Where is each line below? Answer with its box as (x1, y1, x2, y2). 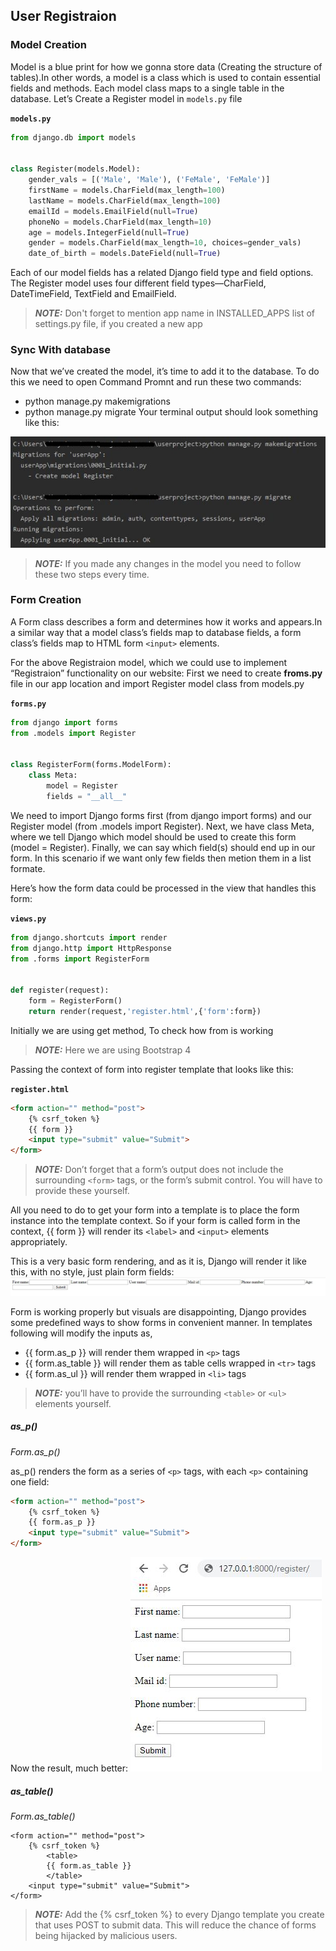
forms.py (10, 699, 47, 709)
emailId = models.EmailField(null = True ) (28, 206, 199, 216)
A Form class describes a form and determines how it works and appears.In (10, 615, 323, 628)
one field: (10, 1475, 50, 1488)
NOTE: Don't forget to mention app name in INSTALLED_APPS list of (34, 307, 316, 319)
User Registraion (10, 8, 117, 25)
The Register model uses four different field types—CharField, (10, 277, 267, 289)
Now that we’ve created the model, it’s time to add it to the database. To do (10, 365, 320, 378)
